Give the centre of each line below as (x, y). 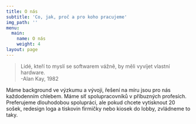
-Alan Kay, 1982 (39, 78)
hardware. (33, 72)
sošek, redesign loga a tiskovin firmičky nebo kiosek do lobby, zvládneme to (98, 108)
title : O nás (22, 11)
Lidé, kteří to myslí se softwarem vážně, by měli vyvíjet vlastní (95, 66)
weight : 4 (29, 44)
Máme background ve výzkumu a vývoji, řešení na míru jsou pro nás (89, 90)
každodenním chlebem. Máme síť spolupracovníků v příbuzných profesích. (96, 96)
